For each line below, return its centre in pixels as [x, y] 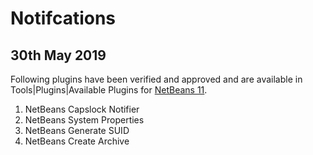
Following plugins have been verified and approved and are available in [156, 79]
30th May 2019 [58, 55]
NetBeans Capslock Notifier [82, 109]
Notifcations [63, 18]
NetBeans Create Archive [77, 141]
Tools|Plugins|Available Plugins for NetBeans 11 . [109, 90]
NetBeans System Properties [84, 120]
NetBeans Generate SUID [77, 130]
